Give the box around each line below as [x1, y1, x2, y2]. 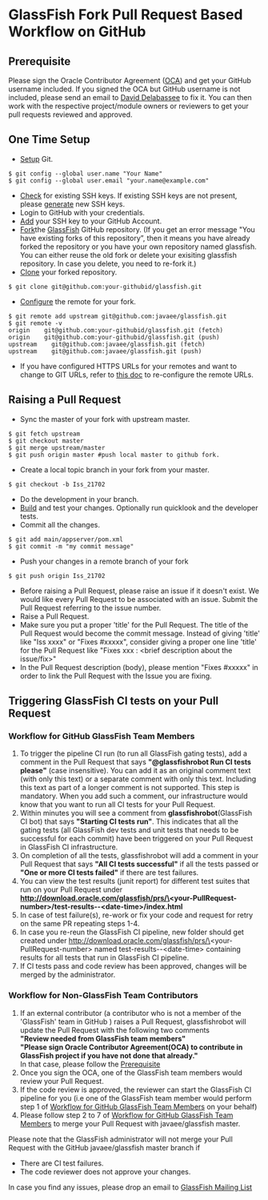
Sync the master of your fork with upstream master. [19, 414, 190, 423]
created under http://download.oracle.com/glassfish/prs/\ [19, 936, 210, 945]
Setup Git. [19, 154, 54, 163]
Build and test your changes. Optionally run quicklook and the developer [19, 503, 258, 512]
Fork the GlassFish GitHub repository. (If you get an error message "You [19, 224, 256, 234]
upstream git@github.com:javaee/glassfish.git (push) [8, 347, 202, 355]
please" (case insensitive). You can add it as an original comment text [19, 766, 251, 776]
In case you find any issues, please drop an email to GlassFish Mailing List [8, 1182, 253, 1192]
